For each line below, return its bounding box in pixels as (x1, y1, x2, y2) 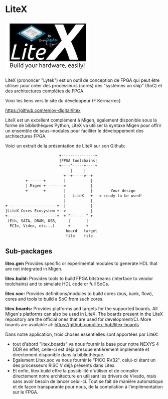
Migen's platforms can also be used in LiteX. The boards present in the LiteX (5, 311, 163, 317)
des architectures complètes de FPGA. (5, 88, 85, 94)
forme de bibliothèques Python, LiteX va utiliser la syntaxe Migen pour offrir (5, 122, 162, 128)
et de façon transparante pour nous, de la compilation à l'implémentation (12, 383, 163, 389)
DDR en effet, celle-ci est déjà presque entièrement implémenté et (12, 346, 149, 352)
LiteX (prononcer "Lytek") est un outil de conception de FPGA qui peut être (5, 77, 160, 83)
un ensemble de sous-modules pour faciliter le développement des (5, 127, 144, 134)
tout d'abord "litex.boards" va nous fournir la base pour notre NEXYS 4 (12, 341, 159, 347)
